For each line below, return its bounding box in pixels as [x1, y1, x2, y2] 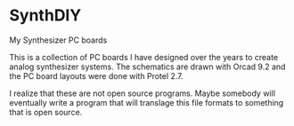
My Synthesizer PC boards [9, 35, 108, 45]
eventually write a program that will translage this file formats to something [9, 97, 284, 107]
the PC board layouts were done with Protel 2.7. [9, 70, 184, 81]
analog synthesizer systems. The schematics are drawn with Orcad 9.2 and [9, 61, 286, 72]
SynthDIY [9, 5, 82, 26]
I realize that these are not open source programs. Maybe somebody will [9, 88, 276, 98]
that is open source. [9, 106, 83, 117]
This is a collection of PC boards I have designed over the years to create [9, 51, 279, 62]
